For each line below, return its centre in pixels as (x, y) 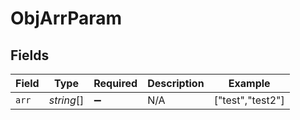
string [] (66, 100)
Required (115, 83)
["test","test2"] (249, 100)
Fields (30, 55)
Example (249, 83)
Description (176, 83)
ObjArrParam (66, 18)
